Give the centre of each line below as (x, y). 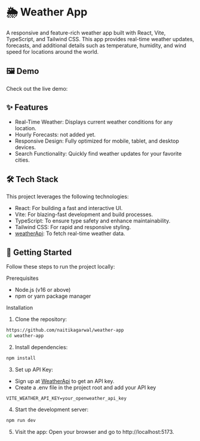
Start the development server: (52, 409)
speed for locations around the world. (53, 51)
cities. (22, 160)
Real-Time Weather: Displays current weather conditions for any (94, 122)
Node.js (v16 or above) (43, 290)
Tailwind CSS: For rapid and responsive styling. (73, 227)
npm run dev (21, 420)
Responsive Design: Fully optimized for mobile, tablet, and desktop (97, 141)
